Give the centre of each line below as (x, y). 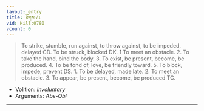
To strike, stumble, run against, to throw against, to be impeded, (101, 46)
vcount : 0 (19, 29)
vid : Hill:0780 (25, 23)
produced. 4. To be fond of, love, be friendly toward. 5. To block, (102, 65)
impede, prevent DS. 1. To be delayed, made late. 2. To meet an (100, 71)
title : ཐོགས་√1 (24, 17)
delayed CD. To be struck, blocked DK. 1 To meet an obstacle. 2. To (105, 52)
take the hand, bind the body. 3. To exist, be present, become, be (103, 59)
